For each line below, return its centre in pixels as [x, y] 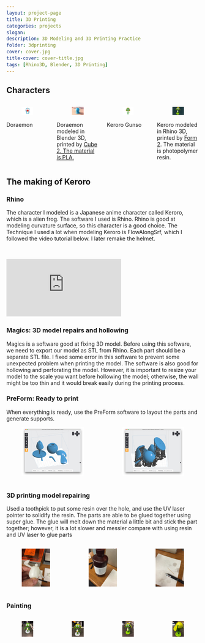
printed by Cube [77, 144]
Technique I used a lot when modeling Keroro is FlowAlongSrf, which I [94, 232]
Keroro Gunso [124, 124]
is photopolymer [177, 151]
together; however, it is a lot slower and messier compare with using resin [99, 528]
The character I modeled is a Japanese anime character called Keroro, [95, 213]
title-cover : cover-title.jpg [45, 58]
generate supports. [31, 418]
